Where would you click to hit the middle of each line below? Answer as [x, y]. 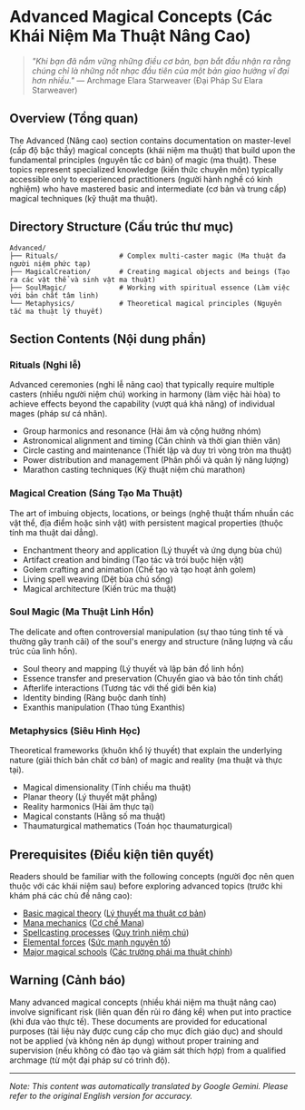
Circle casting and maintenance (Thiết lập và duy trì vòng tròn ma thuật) [157, 450]
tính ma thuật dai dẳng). [54, 532]
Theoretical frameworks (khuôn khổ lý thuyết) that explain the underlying [146, 751]
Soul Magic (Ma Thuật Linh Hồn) [82, 612]
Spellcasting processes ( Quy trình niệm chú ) [106, 932]
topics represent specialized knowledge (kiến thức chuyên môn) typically [147, 169]
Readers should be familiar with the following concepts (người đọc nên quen [152, 876]
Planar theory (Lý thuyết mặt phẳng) [90, 797]
